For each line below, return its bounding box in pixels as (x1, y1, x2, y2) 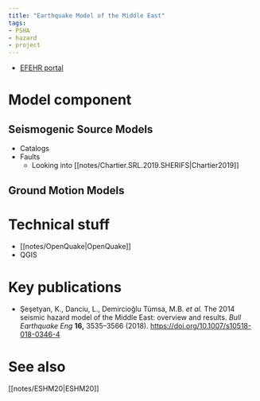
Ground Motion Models (8, 184, 125, 197)
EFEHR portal (19, 63, 64, 72)
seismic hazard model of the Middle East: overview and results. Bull (19, 313, 242, 322)
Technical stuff (8, 216, 110, 233)
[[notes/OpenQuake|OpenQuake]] (19, 242, 131, 251)
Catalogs (19, 144, 50, 154)
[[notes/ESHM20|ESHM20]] (8, 383, 99, 394)
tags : (8, 19, 26, 27)
